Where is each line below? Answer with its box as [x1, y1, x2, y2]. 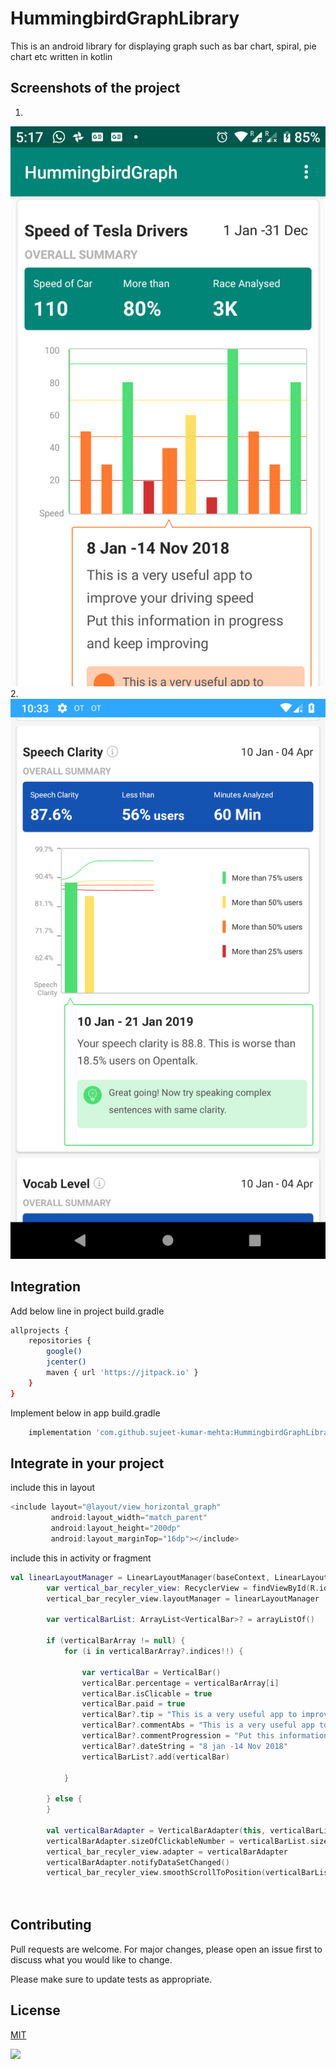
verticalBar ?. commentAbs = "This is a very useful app [81, 1720, 315, 1731]
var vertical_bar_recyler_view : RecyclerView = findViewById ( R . [46, 1583, 320, 1593]
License [10, 2002, 61, 2019]
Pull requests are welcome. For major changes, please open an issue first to [10, 1943, 323, 1955]
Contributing [10, 1917, 92, 1934]
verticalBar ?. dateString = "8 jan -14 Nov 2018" [81, 1741, 288, 1751]
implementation [28, 1427, 92, 1437]
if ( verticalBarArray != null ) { [46, 1636, 186, 1646]
